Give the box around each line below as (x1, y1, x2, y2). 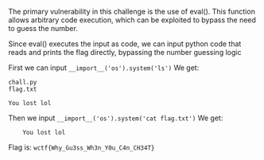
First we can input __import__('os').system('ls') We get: (8, 63, 200, 72)
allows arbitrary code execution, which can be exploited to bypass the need (8, 15, 257, 25)
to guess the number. (8, 24, 78, 33)
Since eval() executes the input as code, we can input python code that (8, 39, 242, 49)
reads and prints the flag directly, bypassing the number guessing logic (8, 48, 242, 57)
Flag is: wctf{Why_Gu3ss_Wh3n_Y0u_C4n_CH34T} (8, 142, 155, 152)
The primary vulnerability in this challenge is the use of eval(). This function (8, 7, 256, 16)
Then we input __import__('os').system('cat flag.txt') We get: (8, 113, 223, 123)
